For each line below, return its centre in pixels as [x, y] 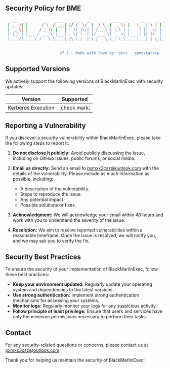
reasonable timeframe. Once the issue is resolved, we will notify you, [84, 236]
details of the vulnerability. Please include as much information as [81, 174]
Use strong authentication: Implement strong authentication [76, 295]
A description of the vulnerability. [55, 189]
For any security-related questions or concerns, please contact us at [77, 345]
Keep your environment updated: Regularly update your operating [82, 284]
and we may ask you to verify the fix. [51, 241]
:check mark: [75, 108]
